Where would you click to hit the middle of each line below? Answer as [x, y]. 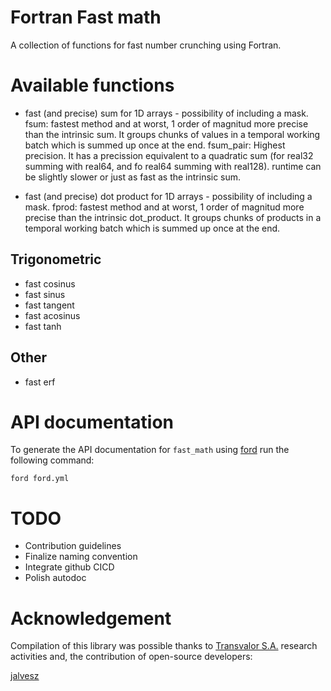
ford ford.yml [40, 479]
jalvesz [25, 676]
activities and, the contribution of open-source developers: [131, 657]
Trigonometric [56, 259]
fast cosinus [50, 283]
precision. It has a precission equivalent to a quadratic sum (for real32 [169, 155]
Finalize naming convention [81, 557]
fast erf [40, 382]
